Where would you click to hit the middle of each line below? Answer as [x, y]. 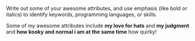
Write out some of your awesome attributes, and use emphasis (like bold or [97, 8]
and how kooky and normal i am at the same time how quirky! [81, 32]
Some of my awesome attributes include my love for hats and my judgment [97, 26]
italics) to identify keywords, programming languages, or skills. [82, 14]
